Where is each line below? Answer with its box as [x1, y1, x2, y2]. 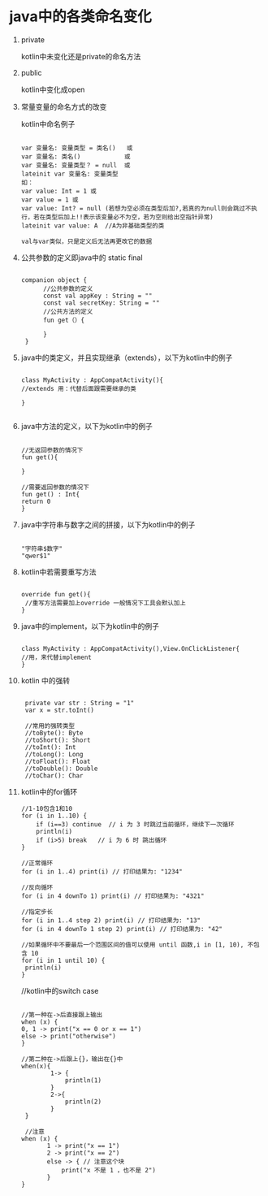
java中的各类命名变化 [9, 7, 153, 26]
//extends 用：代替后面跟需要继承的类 [20, 384, 136, 392]
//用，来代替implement [20, 653, 92, 661]
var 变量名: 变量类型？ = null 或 [20, 161, 131, 169]
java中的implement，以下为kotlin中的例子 [20, 621, 159, 630]
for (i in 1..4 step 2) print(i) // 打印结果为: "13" [20, 916, 201, 925]
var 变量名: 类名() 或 [20, 152, 131, 161]
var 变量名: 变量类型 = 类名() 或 [20, 144, 133, 152]
